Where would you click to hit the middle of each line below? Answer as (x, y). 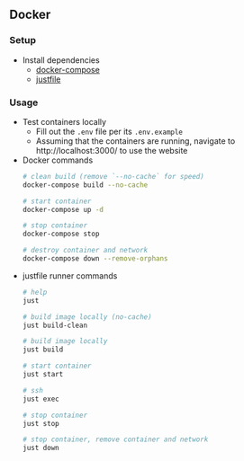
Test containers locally (64, 121)
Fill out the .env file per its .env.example (109, 131)
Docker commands (58, 160)
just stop (41, 423)
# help (35, 292)
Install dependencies (61, 60)
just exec (41, 399)
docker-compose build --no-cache (85, 185)
